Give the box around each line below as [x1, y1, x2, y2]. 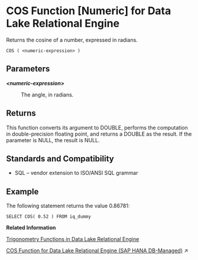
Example [6, 187, 39, 197]
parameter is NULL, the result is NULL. [6, 136, 100, 143]
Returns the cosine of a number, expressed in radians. [6, 36, 138, 43]
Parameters [6, 64, 50, 74]
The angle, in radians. [21, 91, 74, 98]
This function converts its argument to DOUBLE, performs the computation [6, 124, 188, 131]
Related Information [6, 224, 56, 232]
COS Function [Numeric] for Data [6, 4, 171, 18]
